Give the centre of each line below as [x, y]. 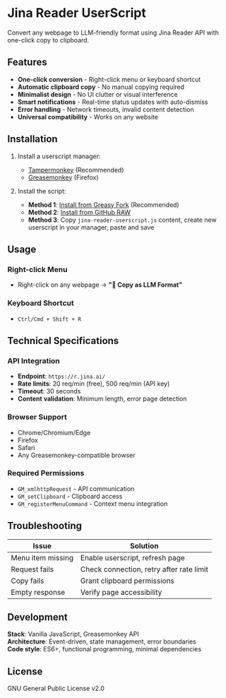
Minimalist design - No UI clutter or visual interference [97, 94]
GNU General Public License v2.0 [56, 688]
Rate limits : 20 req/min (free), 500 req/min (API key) [94, 384]
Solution [144, 545]
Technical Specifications [63, 341]
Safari [26, 447]
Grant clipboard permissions [127, 581]
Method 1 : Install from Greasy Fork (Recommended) [103, 205]
